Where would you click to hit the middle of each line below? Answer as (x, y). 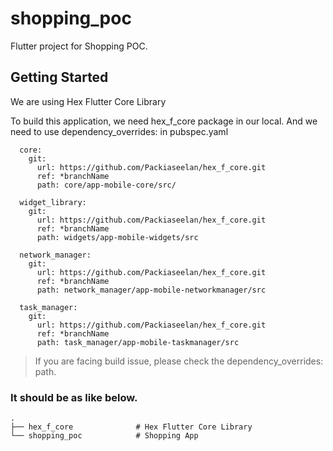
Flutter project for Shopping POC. (79, 46)
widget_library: (53, 202)
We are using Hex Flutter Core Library (88, 101)
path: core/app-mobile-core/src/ (106, 185)
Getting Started (59, 77)
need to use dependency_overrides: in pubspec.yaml (119, 131)
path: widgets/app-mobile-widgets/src (117, 237)
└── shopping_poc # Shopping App (104, 436)
